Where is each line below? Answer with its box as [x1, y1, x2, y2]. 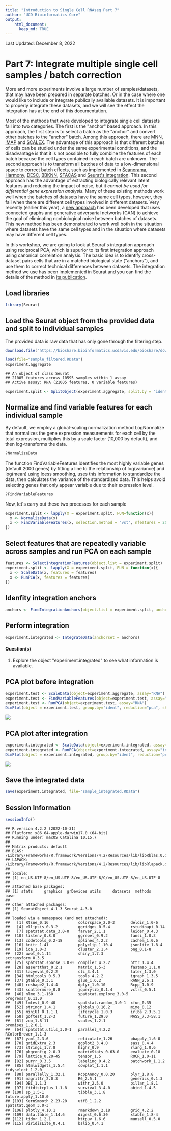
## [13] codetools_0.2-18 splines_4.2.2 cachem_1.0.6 [5, 938, 158, 943]
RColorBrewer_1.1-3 [5, 1032, 47, 1037]
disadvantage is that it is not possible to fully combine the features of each [5, 150, 162, 156]
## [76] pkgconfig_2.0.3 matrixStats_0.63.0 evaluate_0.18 [5, 1050, 160, 1055]
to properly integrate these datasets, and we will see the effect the [5, 103, 145, 109]
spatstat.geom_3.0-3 [5, 1103, 49, 1109]
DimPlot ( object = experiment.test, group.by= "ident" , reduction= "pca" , [5, 705, 160, 710]
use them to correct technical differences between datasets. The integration [5, 263, 165, 270]
